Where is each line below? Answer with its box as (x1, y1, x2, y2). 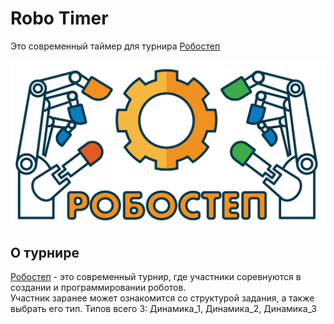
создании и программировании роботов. (10, 282, 187, 294)
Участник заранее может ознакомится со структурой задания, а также (10, 292, 315, 304)
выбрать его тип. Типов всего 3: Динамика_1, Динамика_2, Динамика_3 (10, 303, 317, 315)
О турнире (10, 244, 80, 261)
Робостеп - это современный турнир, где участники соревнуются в (10, 271, 302, 283)
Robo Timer (10, 7, 109, 30)
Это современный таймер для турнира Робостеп (10, 40, 221, 52)
